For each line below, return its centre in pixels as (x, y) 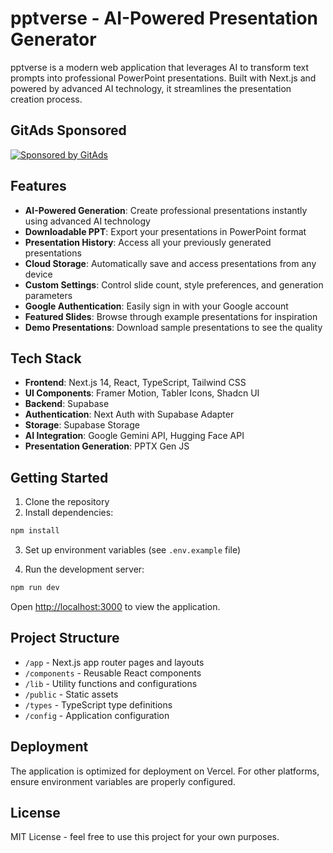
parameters (48, 295)
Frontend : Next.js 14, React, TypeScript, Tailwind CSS (135, 383)
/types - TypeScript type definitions (98, 704)
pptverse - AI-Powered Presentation (164, 18)
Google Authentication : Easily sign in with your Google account (156, 306)
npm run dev (35, 588)
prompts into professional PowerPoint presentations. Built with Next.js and (163, 78)
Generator (53, 39)
